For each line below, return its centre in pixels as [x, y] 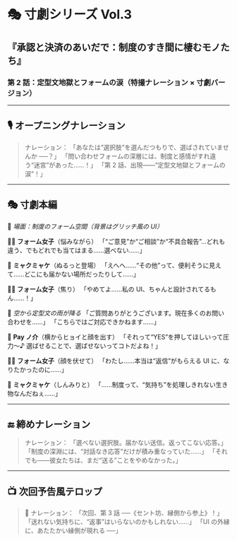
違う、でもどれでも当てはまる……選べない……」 [77, 250]
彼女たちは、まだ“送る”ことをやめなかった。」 [115, 460]
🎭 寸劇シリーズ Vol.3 [70, 14]
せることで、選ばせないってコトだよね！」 [100, 345]
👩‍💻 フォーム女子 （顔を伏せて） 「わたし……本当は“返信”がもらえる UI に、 [115, 361]
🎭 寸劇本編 [32, 205]
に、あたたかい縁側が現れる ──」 [73, 530]
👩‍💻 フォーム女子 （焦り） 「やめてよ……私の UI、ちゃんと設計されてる [109, 289]
